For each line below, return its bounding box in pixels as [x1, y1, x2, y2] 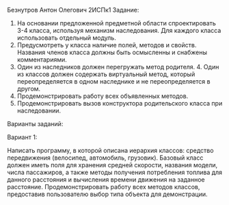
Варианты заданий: [7, 120, 64, 128]
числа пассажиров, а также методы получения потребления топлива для [7, 168, 223, 176]
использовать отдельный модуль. [16, 34, 116, 42]
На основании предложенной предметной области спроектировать [16, 19, 217, 27]
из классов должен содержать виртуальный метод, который [16, 70, 196, 78]
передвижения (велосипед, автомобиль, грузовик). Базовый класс [7, 154, 204, 162]
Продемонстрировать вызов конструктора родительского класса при [16, 99, 223, 107]
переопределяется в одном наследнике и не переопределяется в [16, 77, 211, 85]
